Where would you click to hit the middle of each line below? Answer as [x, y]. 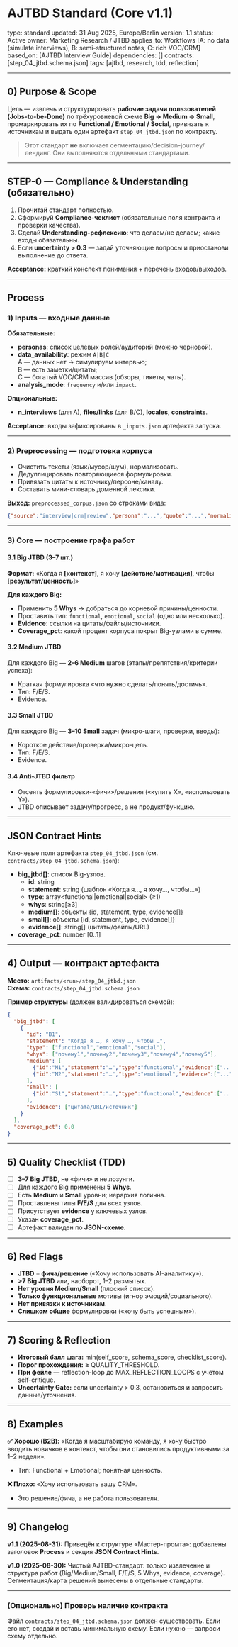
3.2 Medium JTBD [34, 647]
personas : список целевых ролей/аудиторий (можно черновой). [115, 347]
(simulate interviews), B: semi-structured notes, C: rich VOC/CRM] [104, 48]
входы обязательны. [49, 240]
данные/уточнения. [47, 1395]
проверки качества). [49, 225]
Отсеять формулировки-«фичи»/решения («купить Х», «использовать [124, 792]
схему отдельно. [33, 1636]
